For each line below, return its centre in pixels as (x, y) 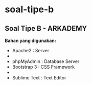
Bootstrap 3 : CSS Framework (43, 67)
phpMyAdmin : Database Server (46, 61)
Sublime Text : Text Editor (39, 78)
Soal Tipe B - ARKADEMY (46, 28)
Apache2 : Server (31, 50)
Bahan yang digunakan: (31, 40)
